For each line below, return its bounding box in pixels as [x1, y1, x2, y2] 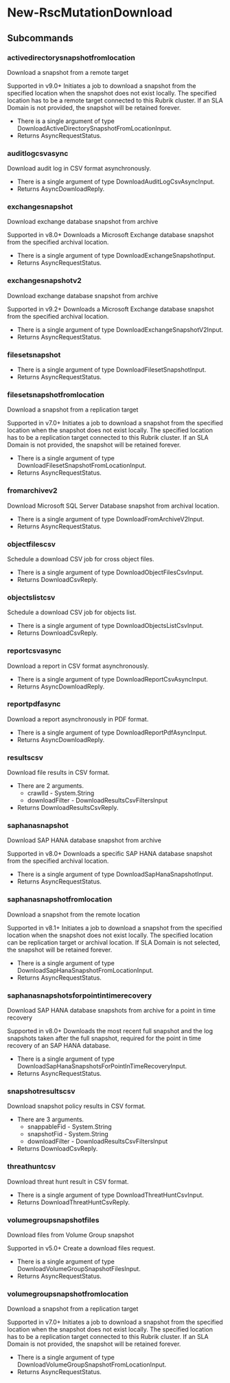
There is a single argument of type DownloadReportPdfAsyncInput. [16, 728, 207, 737]
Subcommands [7, 32, 73, 44]
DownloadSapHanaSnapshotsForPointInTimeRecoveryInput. [16, 1062, 187, 1070]
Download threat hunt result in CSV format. [7, 1177, 129, 1186]
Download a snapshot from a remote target [7, 68, 129, 76]
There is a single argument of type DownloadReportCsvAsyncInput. [16, 675, 208, 683]
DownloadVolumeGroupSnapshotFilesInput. [16, 1264, 141, 1272]
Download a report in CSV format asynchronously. [7, 662, 150, 670]
